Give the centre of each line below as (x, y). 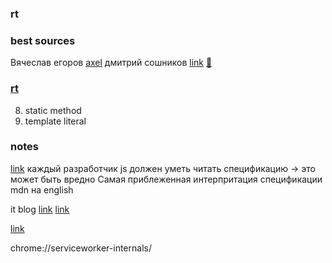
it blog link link (40, 209)
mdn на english (42, 189)
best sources (43, 40)
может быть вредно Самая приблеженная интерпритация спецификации (166, 179)
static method (53, 110)
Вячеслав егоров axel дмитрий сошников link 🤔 (111, 63)
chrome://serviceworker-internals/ (81, 248)
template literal (55, 121)
